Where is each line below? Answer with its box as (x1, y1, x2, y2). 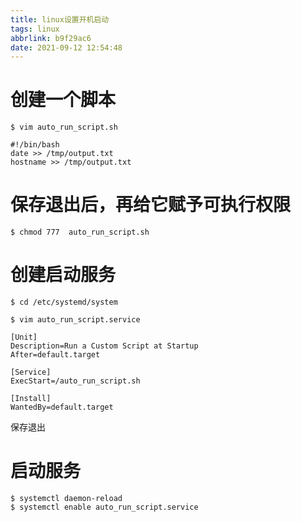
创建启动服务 (10, 264, 117, 286)
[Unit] (10, 332, 38, 343)
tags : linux (10, 24, 60, 34)
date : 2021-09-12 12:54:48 (10, 42, 123, 53)
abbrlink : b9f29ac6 (10, 33, 92, 43)
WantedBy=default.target (10, 402, 114, 413)
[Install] (10, 394, 52, 404)
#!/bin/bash (10, 140, 60, 150)
